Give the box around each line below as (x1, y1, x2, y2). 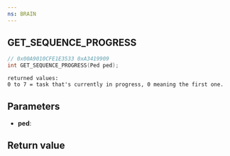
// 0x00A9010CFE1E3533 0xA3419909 (7, 55, 110, 62)
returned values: (7, 75, 59, 82)
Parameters (7, 100, 60, 112)
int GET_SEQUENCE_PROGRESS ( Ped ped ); (7, 62, 119, 69)
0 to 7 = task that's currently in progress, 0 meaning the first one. (7, 81, 224, 89)
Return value (7, 140, 65, 152)
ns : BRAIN (7, 10, 37, 18)
